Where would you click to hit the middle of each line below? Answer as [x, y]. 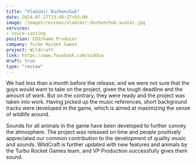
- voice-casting [26, 34]
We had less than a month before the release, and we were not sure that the [98, 83]
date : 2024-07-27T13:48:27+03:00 [47, 17]
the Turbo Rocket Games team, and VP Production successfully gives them [97, 151]
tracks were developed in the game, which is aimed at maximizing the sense [98, 108]
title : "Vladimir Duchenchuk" [43, 11]
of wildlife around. [28, 114]
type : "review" [25, 66]
